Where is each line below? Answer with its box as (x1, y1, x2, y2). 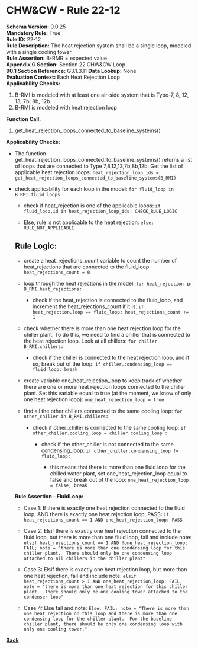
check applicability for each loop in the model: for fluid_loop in (14, 185, 174, 193)
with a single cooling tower (6, 48, 72, 55)
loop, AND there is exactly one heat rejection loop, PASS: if (23, 510, 170, 517)
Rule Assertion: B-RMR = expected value (6, 55, 108, 62)
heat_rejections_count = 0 (23, 269, 90, 276)
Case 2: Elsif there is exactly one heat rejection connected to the (23, 527, 181, 534)
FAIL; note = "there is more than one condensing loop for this (23, 545, 186, 551)
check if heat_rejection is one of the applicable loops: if (23, 202, 161, 209)
